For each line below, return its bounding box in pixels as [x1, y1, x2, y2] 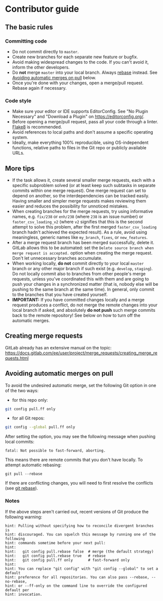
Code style [5, 97, 32, 104]
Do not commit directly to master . [12, 48, 79, 54]
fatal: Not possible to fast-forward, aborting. [5, 448, 106, 453]
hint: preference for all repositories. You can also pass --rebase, [5, 575, 150, 579]
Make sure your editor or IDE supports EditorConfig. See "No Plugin [12, 109, 148, 115]
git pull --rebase [5, 471, 42, 477]
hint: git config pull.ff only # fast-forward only [5, 557, 130, 562]
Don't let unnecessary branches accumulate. [12, 255, 102, 261]
